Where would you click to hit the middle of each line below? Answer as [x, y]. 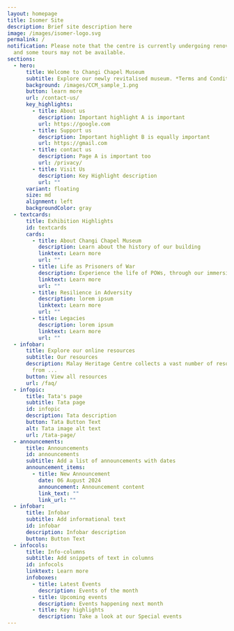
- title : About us [59, 111]
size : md [38, 195]
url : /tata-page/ [51, 435]
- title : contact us [62, 150]
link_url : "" [57, 500]
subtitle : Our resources [62, 357]
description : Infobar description [76, 532]
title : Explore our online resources [80, 351]
